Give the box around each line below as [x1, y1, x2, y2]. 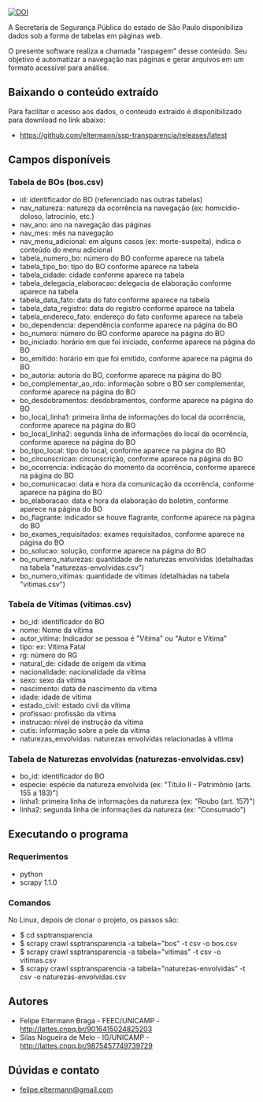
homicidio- [205, 203, 241, 213]
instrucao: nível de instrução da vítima [19, 717, 143, 727]
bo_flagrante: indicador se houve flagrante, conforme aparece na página [19, 512, 256, 522]
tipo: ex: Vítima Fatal [19, 642, 86, 651]
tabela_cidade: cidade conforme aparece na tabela [19, 270, 185, 279]
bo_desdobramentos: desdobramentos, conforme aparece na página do [19, 395, 254, 405]
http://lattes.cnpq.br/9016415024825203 [19, 1024, 153, 1034]
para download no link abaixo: [8, 115, 106, 124]
